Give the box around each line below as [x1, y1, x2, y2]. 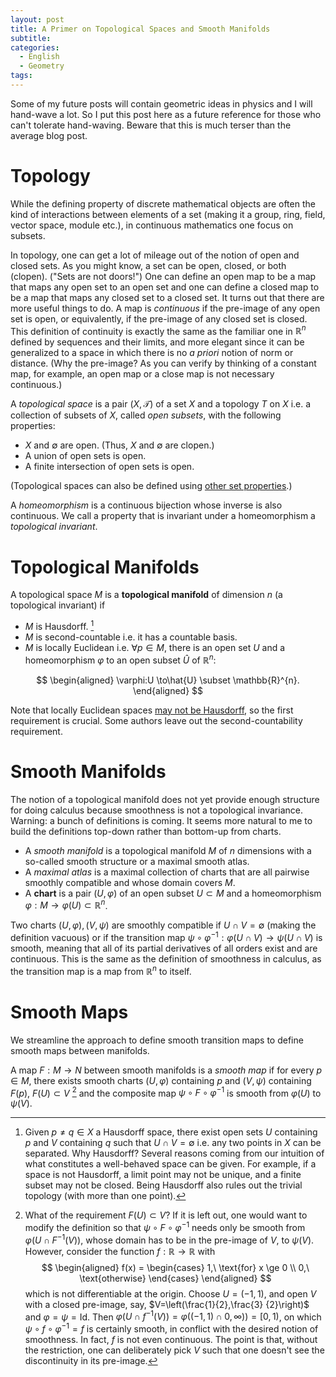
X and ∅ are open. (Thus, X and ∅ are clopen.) [24, 439, 215, 451]
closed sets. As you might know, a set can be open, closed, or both [10, 259, 287, 271]
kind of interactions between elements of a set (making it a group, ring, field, [10, 208, 326, 220]
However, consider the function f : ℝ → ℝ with [24, 1245, 216, 1257]
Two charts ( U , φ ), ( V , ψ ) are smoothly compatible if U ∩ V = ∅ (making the [10, 919, 317, 931]
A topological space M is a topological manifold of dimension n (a [10, 589, 283, 601]
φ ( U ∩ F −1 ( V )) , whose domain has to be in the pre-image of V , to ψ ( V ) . [24, 1232, 315, 1246]
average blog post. [10, 129, 88, 141]
